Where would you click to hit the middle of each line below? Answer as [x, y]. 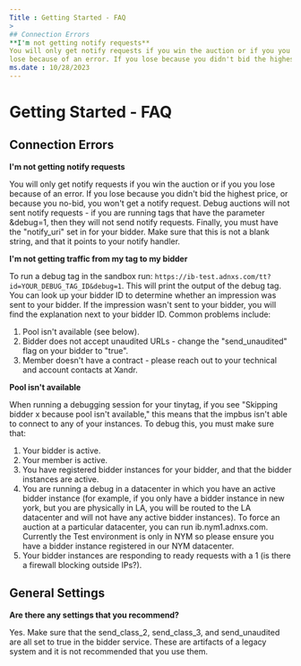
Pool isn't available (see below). [81, 331]
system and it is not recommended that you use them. [109, 651]
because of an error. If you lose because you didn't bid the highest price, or [149, 193]
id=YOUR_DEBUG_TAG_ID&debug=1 [66, 286]
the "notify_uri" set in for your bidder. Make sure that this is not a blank [140, 232]
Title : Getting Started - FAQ [68, 18]
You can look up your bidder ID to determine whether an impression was [143, 295]
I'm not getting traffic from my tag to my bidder [99, 259]
